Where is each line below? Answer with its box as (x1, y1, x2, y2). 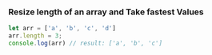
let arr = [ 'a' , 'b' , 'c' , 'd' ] (8, 25, 116, 33)
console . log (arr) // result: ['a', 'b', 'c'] (8, 39, 162, 48)
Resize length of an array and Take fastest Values (8, 6, 204, 18)
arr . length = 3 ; (8, 32, 62, 40)
